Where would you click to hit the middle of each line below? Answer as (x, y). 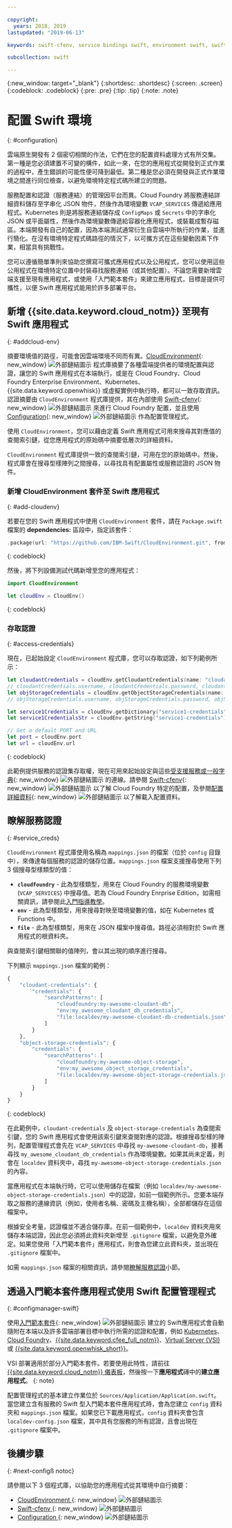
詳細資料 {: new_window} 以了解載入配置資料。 (96, 797)
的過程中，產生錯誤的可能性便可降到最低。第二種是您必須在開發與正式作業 (113, 172)
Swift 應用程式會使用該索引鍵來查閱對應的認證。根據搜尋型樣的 (129, 1137)
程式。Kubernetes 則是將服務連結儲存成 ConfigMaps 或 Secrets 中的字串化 (112, 212)
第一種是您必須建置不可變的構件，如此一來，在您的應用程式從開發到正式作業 (116, 163)
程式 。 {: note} (34, 1381)
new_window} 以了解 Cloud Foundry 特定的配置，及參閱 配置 (115, 788)
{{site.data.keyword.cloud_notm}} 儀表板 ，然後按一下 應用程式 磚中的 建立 (110, 1372)
